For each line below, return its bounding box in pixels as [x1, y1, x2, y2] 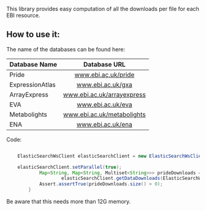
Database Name [9, 60, 58, 68]
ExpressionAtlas [9, 80, 56, 89]
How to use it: [6, 29, 60, 40]
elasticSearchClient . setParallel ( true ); [17, 164, 122, 170]
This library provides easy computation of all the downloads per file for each [6, 6, 199, 12]
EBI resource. [6, 12, 40, 19]
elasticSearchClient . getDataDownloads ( [61, 176, 164, 182]
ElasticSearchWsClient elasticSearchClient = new [17, 153, 147, 159]
